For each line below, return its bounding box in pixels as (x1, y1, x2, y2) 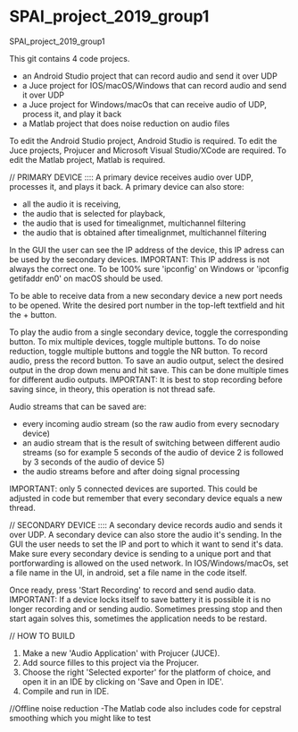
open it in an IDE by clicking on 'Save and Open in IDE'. (21, 676, 225, 686)
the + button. (9, 309, 57, 319)
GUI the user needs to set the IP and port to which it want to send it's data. (9, 539, 284, 549)
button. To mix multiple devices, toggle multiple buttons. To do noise (9, 336, 261, 346)
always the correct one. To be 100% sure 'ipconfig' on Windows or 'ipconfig (9, 263, 289, 274)
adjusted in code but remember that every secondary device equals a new (9, 492, 283, 503)
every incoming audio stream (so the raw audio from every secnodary (21, 418, 279, 429)
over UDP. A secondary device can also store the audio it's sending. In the (9, 529, 283, 540)
